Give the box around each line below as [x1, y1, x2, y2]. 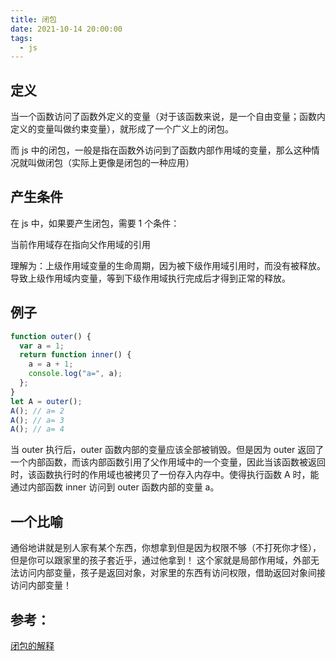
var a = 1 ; [19, 341, 65, 351]
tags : [10, 33, 33, 43]
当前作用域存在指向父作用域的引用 [10, 238, 151, 250]
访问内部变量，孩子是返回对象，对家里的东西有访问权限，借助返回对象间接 [18, 567, 326, 579]
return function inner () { [19, 350, 132, 360]
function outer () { [10, 331, 92, 341]
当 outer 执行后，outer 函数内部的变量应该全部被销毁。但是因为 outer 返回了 [10, 444, 325, 456]
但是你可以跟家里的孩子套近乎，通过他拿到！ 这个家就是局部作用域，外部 [10, 554, 311, 566]
